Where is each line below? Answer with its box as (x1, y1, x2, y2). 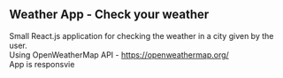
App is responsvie (9, 58, 75, 69)
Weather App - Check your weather (9, 7, 210, 22)
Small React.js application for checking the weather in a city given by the (9, 30, 274, 41)
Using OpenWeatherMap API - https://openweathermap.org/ (9, 49, 230, 60)
